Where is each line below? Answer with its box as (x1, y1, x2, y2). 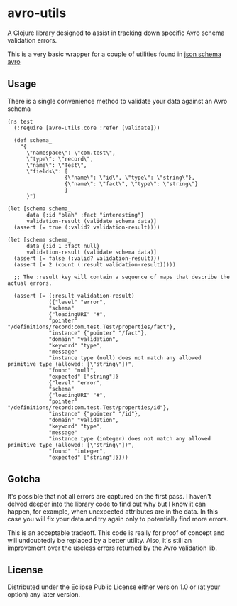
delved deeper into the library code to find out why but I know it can (7, 499, 206, 508)
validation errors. (7, 36, 57, 44)
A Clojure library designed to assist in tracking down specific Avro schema (7, 28, 225, 37)
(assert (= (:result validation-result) (13, 292, 135, 299)
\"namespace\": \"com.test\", (26, 149, 116, 156)
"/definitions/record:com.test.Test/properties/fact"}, (7, 323, 176, 330)
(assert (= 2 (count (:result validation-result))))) (13, 261, 176, 268)
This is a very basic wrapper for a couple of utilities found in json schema (7, 50, 222, 58)
